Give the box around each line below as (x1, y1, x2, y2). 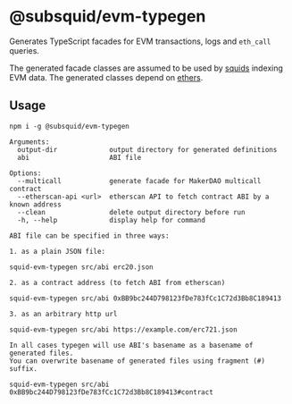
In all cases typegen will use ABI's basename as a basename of (9, 341, 254, 349)
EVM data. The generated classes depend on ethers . (9, 72, 204, 82)
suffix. (9, 364, 38, 373)
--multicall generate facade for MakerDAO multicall (17, 176, 262, 185)
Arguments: (9, 137, 50, 147)
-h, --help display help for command (17, 215, 205, 224)
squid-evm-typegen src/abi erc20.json (9, 262, 154, 272)
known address (9, 199, 63, 209)
